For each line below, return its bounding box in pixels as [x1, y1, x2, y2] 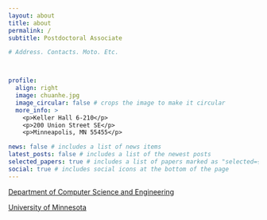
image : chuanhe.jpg [15, 92, 80, 100]
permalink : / [8, 26, 52, 34]
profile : [8, 77, 37, 84]
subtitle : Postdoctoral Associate [8, 33, 123, 42]
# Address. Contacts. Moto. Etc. [8, 49, 119, 57]
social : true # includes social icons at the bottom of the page [8, 165, 229, 173]
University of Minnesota [8, 202, 87, 212]
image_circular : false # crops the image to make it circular [15, 99, 226, 107]
